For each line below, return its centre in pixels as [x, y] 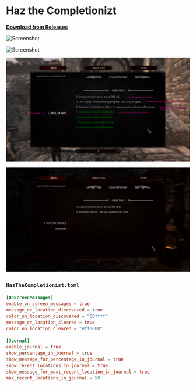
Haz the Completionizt [61, 11]
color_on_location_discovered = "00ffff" [57, 316]
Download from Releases [37, 27]
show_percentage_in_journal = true [49, 353]
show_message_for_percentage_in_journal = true [65, 359]
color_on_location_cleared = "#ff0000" [55, 328]
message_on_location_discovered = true [55, 310]
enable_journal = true [34, 347]
